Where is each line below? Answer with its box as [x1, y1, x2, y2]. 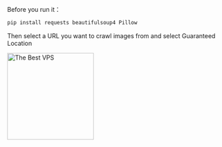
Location [7, 39, 33, 47]
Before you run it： [7, 6, 61, 13]
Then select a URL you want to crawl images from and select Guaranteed [7, 31, 216, 40]
